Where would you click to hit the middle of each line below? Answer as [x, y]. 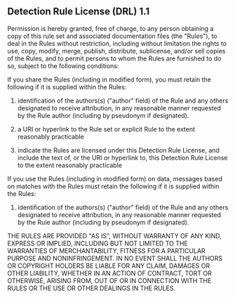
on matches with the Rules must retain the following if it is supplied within [113, 186]
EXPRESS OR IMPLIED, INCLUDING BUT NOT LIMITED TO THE [98, 243]
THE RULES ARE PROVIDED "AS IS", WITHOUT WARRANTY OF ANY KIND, [115, 235]
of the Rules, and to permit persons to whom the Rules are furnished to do [114, 58]
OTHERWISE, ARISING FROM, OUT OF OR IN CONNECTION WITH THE [109, 280]
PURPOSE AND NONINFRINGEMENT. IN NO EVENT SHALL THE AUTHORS [115, 258]
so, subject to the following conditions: [63, 65]
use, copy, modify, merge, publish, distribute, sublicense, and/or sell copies [116, 51]
